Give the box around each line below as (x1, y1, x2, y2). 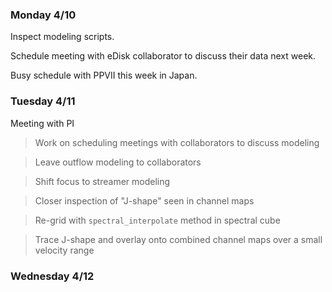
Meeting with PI (10, 117, 75, 129)
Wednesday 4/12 (10, 269, 95, 283)
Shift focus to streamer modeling (34, 175, 171, 187)
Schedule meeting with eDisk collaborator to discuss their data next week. (10, 50, 317, 62)
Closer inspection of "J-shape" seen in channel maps (34, 194, 255, 207)
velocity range (34, 244, 95, 256)
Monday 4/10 (10, 8, 77, 22)
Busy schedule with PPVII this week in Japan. (10, 69, 198, 82)
